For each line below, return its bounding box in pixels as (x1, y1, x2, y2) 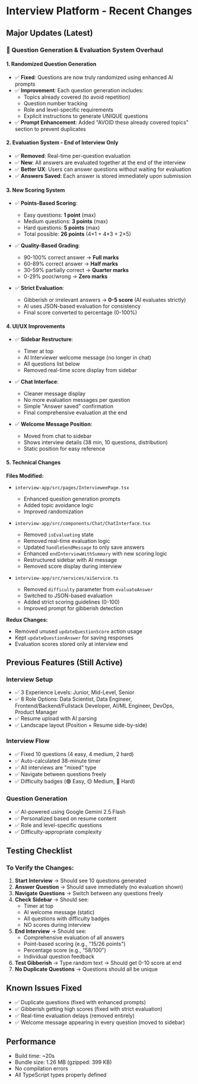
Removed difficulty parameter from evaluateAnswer (23, 585, 153, 593)
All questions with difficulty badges (23, 915, 110, 922)
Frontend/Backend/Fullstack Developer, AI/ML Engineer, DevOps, (14, 702, 174, 710)
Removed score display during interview (23, 563, 122, 570)
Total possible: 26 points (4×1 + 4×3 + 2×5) (23, 230, 132, 238)
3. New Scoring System (6, 186, 65, 193)
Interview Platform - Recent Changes (6, 4, 193, 18)
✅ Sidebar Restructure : (14, 336, 74, 343)
